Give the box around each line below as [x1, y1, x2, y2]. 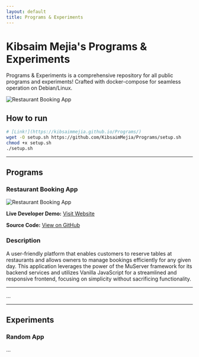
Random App [6, 333, 44, 341]
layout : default [6, 8, 46, 15]
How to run [6, 113, 48, 123]
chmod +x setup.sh [6, 140, 52, 146]
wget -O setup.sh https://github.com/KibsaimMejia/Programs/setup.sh [6, 135, 182, 141]
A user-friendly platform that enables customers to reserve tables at [6, 250, 172, 257]
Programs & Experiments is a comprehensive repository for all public [6, 72, 174, 79]
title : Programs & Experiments [6, 14, 84, 20]
